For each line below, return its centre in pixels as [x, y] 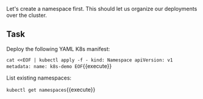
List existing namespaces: [39, 78]
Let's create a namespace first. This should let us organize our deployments [102, 9]
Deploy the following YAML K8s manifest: [58, 49]
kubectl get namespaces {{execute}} [51, 89]
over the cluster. [27, 15]
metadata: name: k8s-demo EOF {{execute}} [59, 66]
